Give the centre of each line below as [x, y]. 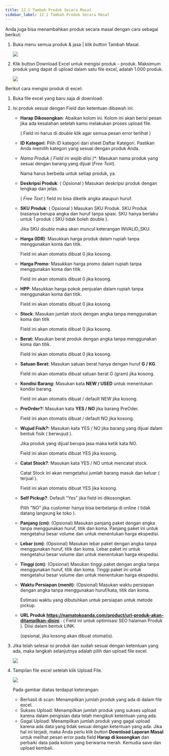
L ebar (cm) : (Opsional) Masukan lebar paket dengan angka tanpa [88, 544]
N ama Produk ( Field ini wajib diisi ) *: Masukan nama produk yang [89, 158]
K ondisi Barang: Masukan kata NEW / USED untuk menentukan [86, 383]
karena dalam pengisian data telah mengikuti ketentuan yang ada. [89, 715]
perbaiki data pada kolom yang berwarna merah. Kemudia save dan [91, 742]
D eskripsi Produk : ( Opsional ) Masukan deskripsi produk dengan [89, 183]
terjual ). [29, 478]
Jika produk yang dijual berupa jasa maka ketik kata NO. [79, 443]
